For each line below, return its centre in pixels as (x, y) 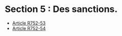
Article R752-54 (29, 28)
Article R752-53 (29, 23)
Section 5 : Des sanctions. (61, 9)
